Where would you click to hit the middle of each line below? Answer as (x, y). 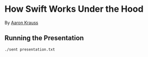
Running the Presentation (44, 38)
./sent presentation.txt (30, 49)
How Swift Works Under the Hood (74, 9)
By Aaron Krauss (21, 23)
